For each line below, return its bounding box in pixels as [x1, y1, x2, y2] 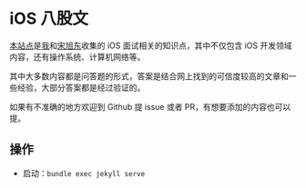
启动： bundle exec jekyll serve [22, 167, 146, 178]
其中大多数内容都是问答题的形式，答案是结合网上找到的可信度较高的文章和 [9, 70, 289, 82]
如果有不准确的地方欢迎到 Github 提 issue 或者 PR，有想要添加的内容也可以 [9, 101, 291, 112]
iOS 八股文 [9, 8, 89, 29]
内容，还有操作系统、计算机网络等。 [9, 51, 146, 62]
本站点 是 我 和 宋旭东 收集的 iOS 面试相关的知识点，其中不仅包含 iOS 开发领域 [9, 40, 292, 51]
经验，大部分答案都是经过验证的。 [16, 82, 146, 93]
